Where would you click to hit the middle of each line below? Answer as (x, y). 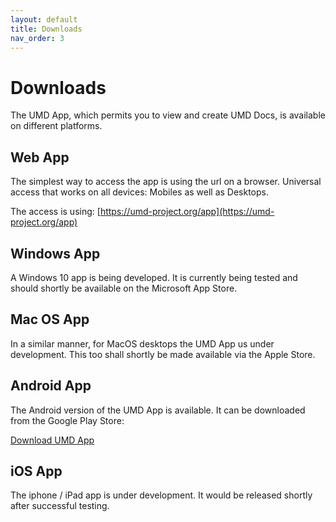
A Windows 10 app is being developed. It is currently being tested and (154, 277)
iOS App (36, 471)
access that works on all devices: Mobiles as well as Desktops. (140, 192)
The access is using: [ (55, 212)
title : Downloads (46, 29)
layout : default (44, 19)
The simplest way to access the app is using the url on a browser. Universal (166, 182)
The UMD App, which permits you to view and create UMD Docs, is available (168, 115)
